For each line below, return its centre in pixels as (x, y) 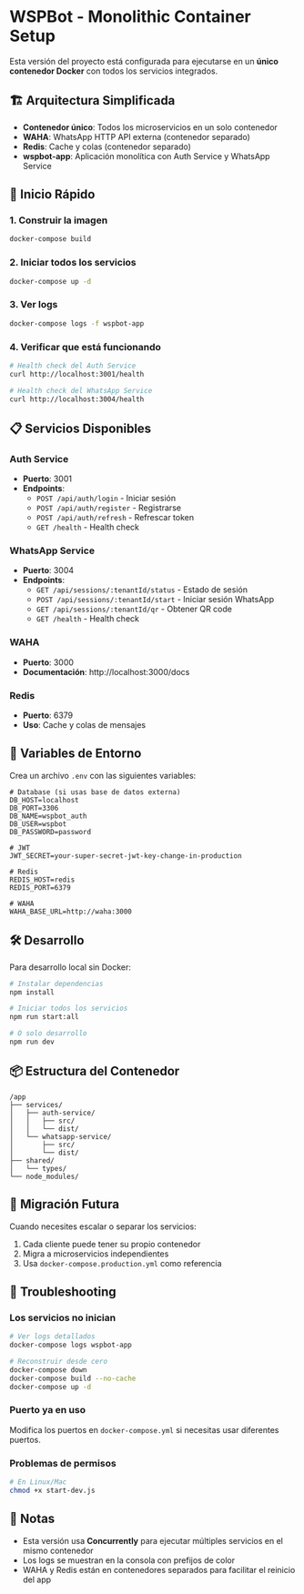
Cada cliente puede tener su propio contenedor (111, 1244)
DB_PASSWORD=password (51, 832)
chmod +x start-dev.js (52, 1490)
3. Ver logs (34, 305)
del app (37, 1579)
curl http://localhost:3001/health (77, 374)
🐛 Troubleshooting (63, 1291)
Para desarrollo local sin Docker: (71, 967)
